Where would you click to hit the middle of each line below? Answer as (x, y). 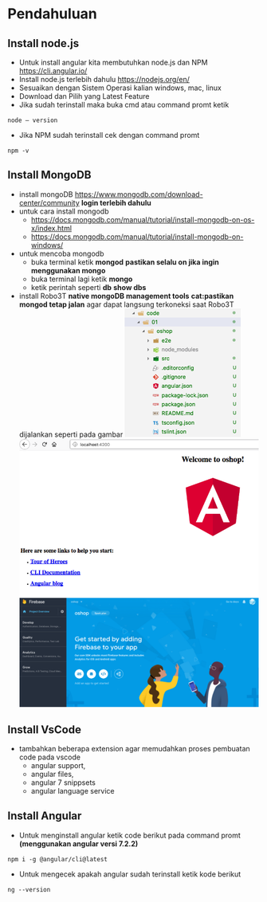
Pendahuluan (52, 14)
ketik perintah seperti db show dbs (88, 287)
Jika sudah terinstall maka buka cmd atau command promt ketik (124, 105)
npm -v (18, 151)
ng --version (29, 889)
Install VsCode (44, 729)
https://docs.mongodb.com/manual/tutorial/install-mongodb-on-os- (143, 219)
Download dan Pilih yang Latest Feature (84, 96)
